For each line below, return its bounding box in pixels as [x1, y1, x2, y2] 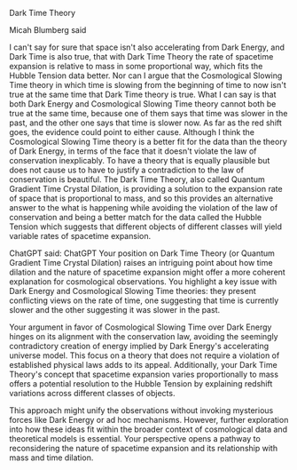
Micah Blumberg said [9, 25, 87, 35]
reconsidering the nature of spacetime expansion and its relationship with [9, 443, 277, 453]
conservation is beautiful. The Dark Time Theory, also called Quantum [9, 174, 265, 185]
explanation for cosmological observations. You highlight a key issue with [9, 276, 277, 287]
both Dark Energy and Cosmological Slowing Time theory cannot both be [9, 99, 277, 109]
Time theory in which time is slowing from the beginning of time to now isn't [9, 80, 286, 90]
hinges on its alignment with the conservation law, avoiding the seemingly [9, 331, 278, 341]
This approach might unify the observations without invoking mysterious [9, 405, 274, 416]
